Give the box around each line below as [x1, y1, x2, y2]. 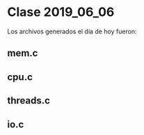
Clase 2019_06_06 [7, 4, 115, 20]
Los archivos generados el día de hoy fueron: [7, 27, 137, 35]
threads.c [7, 95, 51, 106]
